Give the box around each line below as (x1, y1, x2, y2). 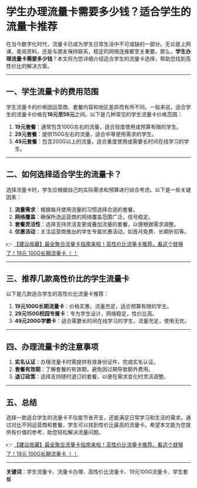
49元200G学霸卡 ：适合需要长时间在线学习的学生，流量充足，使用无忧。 (14, 318, 190, 325)
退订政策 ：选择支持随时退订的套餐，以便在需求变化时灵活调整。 (14, 373, 169, 380)
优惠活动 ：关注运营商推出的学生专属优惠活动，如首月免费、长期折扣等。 (14, 228, 189, 235)
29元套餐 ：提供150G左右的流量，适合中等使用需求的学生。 (14, 130, 157, 138)
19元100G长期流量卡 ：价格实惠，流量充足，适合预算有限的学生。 (14, 303, 172, 310)
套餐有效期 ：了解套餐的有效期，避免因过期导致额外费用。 (14, 366, 154, 373)
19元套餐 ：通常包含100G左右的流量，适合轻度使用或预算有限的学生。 (14, 123, 182, 130)
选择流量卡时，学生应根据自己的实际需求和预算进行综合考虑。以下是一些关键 (6, 186, 191, 193)
